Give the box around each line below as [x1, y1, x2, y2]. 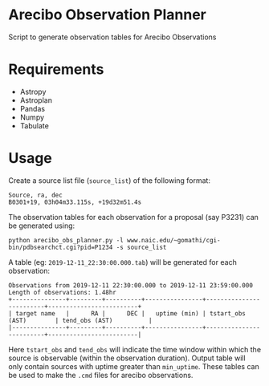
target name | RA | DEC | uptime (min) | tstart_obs [15, 309, 247, 318]
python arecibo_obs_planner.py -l [8, 236, 124, 244]
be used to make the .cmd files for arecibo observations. [8, 370, 194, 380]
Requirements [8, 60, 104, 79]
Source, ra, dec [8, 191, 63, 199]
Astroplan [19, 95, 52, 105]
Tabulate [19, 120, 50, 130]
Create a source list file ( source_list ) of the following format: [8, 175, 211, 185]
